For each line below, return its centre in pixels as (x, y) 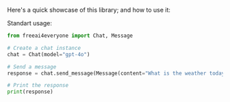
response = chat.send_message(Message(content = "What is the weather (107, 73)
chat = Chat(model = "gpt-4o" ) (49, 54)
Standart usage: (30, 23)
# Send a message (32, 67)
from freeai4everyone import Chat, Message (70, 36)
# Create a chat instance (44, 48)
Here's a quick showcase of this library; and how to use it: (89, 10)
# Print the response (38, 86)
